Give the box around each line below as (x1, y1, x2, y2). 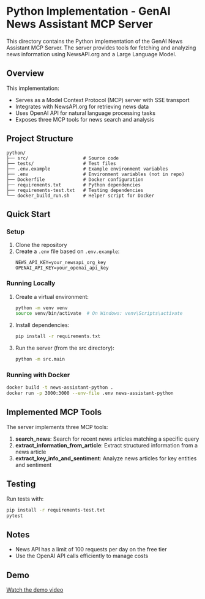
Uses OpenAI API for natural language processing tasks (15, 109, 156, 117)
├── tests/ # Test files (6, 160, 116, 166)
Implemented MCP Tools (6, 407, 102, 417)
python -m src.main (15, 356, 65, 362)
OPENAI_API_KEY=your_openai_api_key (15, 265, 109, 271)
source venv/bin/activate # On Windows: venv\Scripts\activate (15, 311, 183, 317)
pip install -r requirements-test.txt (6, 507, 105, 513)
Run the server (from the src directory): (15, 344, 114, 352)
